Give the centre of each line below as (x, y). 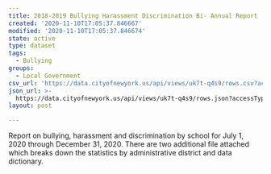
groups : (21, 68)
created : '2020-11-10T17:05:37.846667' (75, 23)
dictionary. (26, 161)
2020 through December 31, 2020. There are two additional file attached (129, 144)
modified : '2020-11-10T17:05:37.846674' (77, 31)
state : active (32, 38)
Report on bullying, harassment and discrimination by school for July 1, (126, 136)
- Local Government (48, 76)
